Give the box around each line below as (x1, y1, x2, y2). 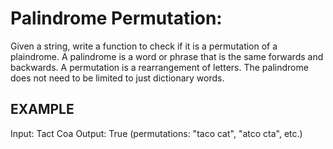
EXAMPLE (10, 101, 75, 118)
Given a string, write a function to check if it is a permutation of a (10, 40, 278, 52)
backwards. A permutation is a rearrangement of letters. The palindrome (10, 61, 309, 73)
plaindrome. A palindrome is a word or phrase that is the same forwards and (10, 50, 324, 62)
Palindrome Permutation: (10, 7, 223, 30)
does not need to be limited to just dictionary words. (10, 72, 225, 84)
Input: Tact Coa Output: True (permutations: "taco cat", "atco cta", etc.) (10, 127, 303, 139)
